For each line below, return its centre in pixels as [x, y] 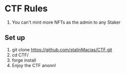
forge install [24, 60]
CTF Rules [26, 9]
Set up [15, 38]
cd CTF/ [20, 55]
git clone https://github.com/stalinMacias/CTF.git [62, 49]
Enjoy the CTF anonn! [34, 65]
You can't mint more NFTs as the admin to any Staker [66, 22]
